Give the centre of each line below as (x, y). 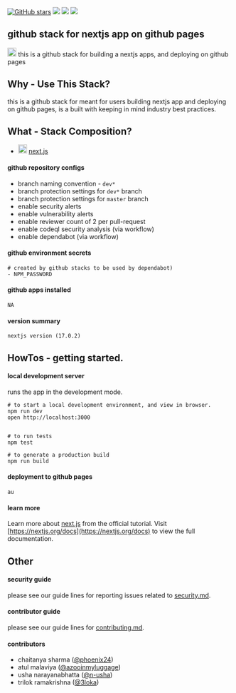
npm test (20, 442)
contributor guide (34, 612)
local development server (46, 376)
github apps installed (39, 290)
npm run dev (25, 411)
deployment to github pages (50, 477)
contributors (26, 644)
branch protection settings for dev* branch (80, 191)
